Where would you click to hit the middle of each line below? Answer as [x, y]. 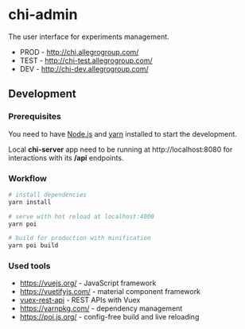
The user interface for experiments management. [89, 37]
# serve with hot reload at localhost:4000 [82, 216]
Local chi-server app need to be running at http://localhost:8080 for [121, 149]
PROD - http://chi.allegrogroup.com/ [79, 52]
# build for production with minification [80, 238]
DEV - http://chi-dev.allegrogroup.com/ [84, 68]
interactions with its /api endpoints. [66, 157]
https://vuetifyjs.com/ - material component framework [110, 292]
